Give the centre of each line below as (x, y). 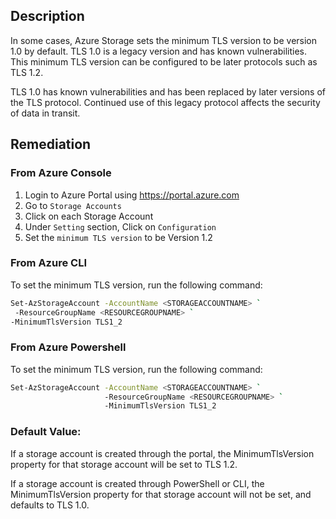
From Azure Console (61, 173)
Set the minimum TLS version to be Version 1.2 (118, 237)
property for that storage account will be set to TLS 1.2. (124, 464)
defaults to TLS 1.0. (50, 505)
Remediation (51, 144)
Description (47, 16)
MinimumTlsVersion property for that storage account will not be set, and (161, 494)
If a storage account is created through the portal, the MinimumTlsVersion (162, 453)
